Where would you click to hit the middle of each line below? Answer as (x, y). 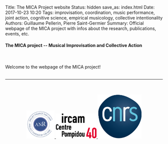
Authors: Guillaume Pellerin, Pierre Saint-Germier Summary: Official (74, 23)
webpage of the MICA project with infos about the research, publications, (81, 28)
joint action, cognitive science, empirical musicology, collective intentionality (84, 18)
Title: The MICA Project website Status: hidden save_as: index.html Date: (80, 7)
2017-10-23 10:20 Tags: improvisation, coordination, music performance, (80, 12)
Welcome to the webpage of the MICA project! (53, 67)
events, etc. (17, 34)
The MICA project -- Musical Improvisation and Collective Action (74, 45)
